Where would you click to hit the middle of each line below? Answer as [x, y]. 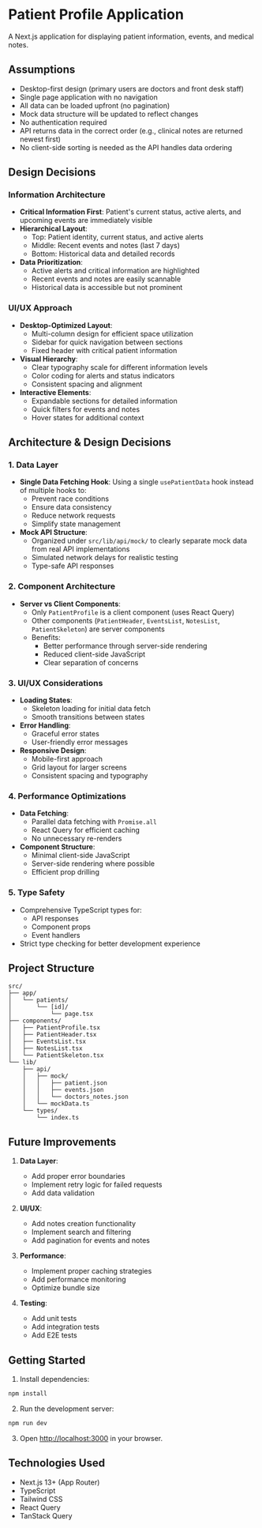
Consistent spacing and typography [90, 776]
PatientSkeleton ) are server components [98, 629]
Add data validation [63, 1193]
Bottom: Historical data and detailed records [103, 254]
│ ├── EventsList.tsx [47, 1042]
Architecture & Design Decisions [90, 443]
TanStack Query [46, 1515]
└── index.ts [58, 1118]
